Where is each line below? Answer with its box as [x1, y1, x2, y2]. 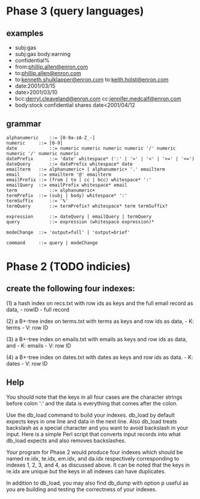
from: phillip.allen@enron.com [14, 63, 88, 70]
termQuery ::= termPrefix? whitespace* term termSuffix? [6, 203, 168, 209]
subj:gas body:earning [14, 50, 71, 58]
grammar [6, 119, 41, 129]
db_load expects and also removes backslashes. [6, 437, 126, 444]
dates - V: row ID [6, 360, 48, 367]
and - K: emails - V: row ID [6, 342, 71, 349]
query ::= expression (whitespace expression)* [6, 219, 154, 225]
